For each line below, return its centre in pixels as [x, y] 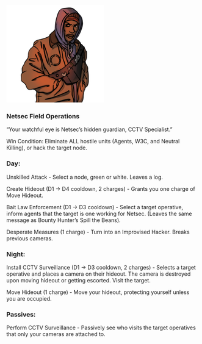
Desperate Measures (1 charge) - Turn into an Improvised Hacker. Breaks [98, 232]
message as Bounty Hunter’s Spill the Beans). [63, 220]
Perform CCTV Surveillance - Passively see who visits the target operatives [101, 328]
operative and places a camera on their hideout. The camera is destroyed [99, 274]
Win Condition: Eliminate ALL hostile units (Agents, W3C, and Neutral [93, 142]
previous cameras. [30, 238]
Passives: [21, 314]
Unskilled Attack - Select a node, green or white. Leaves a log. [85, 177]
